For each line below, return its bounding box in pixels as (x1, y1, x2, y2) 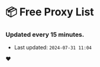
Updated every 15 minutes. (5, 31, 85, 39)
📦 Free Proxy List (5, 5, 94, 19)
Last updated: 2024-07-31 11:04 (14, 44, 92, 51)
